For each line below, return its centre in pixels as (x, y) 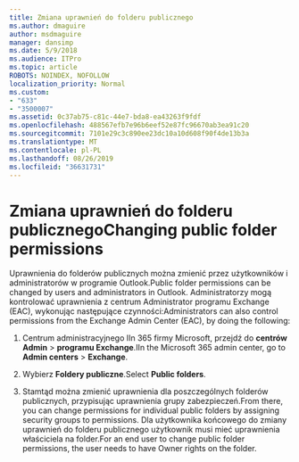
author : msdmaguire (46, 34)
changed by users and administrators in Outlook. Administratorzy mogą (141, 293)
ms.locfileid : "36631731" (57, 167)
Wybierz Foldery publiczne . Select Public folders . (114, 375)
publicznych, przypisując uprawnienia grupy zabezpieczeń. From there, (153, 401)
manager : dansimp (42, 42)
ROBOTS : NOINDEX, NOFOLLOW (59, 76)
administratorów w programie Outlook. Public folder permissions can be (140, 283)
